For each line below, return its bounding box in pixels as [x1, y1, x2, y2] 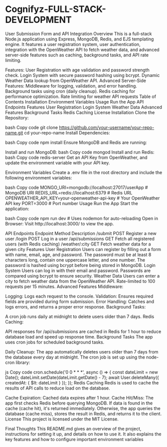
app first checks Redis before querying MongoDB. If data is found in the [5, 400, 153, 406]
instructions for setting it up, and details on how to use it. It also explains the [5, 431, 162, 437]
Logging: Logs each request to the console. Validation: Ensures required [5, 293, 154, 299]
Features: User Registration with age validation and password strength [5, 66, 150, 73]
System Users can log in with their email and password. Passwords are [5, 267, 151, 273]
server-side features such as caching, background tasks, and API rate [5, 51, 149, 58]
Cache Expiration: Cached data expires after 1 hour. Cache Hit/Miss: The [5, 394, 154, 400]
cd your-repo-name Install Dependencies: [24, 129, 111, 135]
